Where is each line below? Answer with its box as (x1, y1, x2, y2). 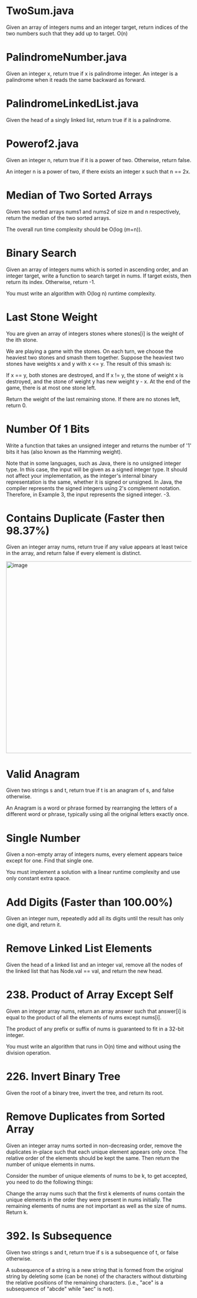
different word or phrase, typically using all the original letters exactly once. (6, 811, 189, 818)
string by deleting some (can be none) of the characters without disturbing (6, 1273, 187, 1280)
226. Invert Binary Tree (6, 1070, 121, 1084)
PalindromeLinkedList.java (6, 97, 139, 110)
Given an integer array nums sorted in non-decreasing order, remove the (6, 1142, 182, 1149)
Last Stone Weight (6, 311, 98, 323)
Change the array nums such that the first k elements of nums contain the (6, 1190, 185, 1197)
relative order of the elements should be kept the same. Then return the (6, 1155, 179, 1161)
